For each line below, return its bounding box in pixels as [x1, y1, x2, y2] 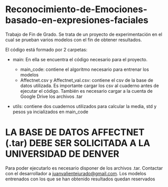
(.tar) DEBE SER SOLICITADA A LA [5, 138, 151, 149]
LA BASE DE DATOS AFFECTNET [5, 126, 145, 138]
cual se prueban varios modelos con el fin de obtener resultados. [5, 37, 142, 43]
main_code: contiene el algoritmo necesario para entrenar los [20, 66, 149, 72]
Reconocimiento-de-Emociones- [5, 4, 148, 15]
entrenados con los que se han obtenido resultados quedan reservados [5, 176, 155, 182]
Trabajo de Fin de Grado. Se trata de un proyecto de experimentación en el [5, 31, 162, 37]
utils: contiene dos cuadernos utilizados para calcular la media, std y [12, 103, 157, 109]
